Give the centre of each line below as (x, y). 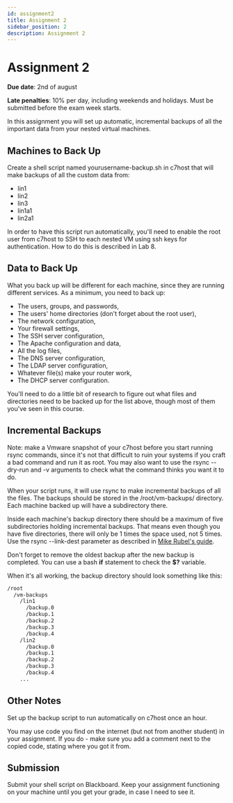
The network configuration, (56, 321)
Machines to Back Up (54, 151)
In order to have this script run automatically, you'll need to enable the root (114, 232)
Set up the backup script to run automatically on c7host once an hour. (107, 718)
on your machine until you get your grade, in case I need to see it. (101, 792)
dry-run (18, 470)
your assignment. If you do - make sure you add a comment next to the (109, 738)
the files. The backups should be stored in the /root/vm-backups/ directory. (115, 498)
